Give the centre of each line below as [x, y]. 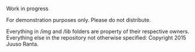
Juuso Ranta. [22, 44]
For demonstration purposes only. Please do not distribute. [79, 20]
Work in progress [28, 9]
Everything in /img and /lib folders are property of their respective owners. [98, 31]
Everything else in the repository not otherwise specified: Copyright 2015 [96, 38]
